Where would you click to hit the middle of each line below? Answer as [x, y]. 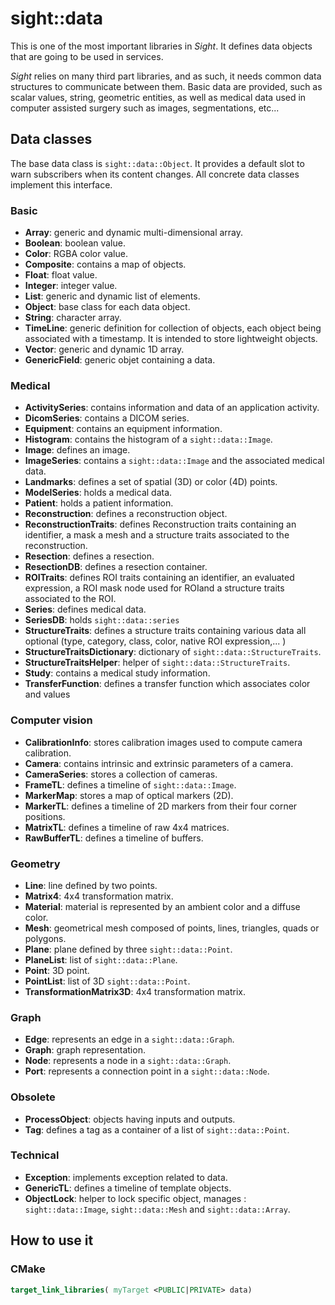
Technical [35, 1155]
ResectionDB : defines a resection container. [116, 567]
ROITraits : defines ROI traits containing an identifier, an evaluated [159, 578]
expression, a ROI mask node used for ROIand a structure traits [154, 588]
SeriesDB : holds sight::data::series [102, 620]
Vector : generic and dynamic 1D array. [104, 349]
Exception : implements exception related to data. [126, 1177]
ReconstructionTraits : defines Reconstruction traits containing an [160, 524]
